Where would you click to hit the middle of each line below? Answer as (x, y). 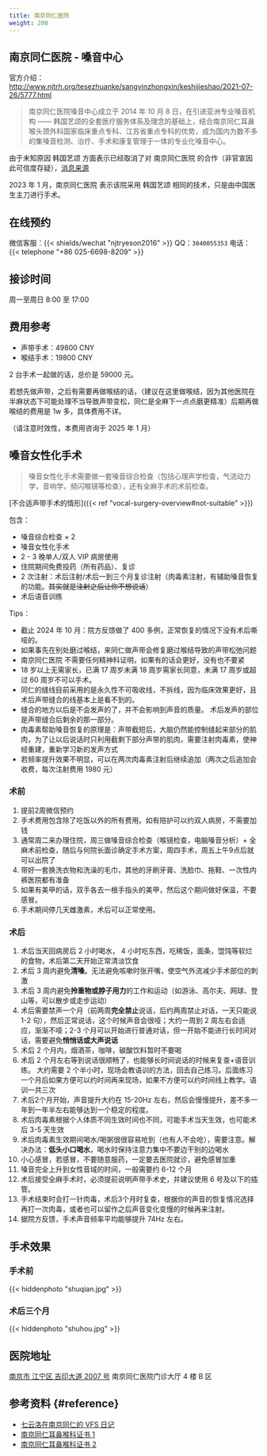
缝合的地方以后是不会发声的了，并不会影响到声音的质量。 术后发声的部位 (139, 709)
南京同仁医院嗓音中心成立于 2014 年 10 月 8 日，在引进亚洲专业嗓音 (138, 111)
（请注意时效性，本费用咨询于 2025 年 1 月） (82, 428)
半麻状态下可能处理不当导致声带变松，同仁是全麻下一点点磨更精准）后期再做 (134, 401)
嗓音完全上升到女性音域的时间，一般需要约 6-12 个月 (106, 1169)
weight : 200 (29, 23)
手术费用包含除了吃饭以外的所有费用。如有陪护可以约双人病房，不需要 (135, 820)
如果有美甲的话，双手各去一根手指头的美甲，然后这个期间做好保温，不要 (138, 890)
